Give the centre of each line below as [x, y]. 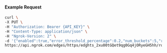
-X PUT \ [14, 22]
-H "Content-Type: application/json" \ [46, 31]
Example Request [23, 7]
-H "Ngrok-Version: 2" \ [30, 36]
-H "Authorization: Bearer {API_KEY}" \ [47, 27]
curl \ [11, 17]
